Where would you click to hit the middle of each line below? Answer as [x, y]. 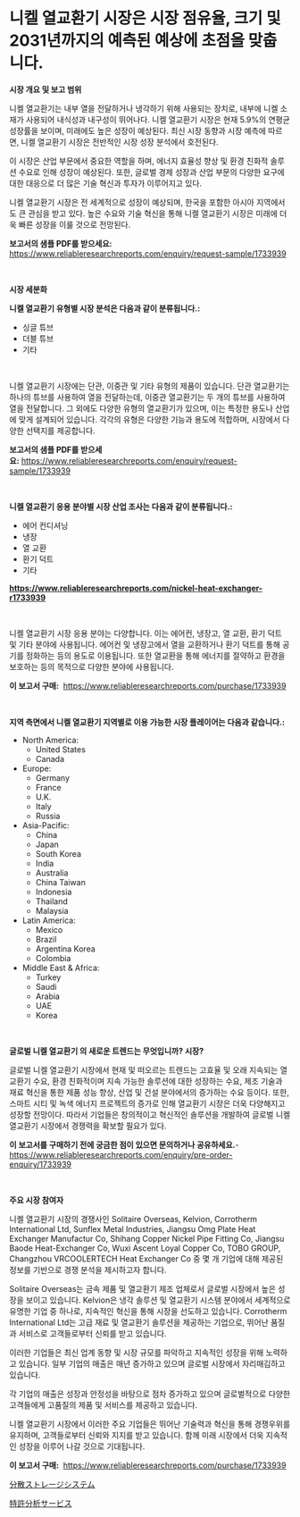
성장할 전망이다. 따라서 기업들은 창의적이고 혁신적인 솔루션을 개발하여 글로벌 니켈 [150, 1114]
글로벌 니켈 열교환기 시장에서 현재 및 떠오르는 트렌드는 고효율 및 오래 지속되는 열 [149, 1069]
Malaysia [52, 910]
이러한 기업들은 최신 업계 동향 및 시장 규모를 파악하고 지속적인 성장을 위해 [137, 1352]
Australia [52, 873]
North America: [50, 740]
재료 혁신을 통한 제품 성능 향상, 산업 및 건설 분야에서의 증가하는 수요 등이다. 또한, [150, 1092]
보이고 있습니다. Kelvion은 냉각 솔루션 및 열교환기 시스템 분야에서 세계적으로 [158, 1300]
